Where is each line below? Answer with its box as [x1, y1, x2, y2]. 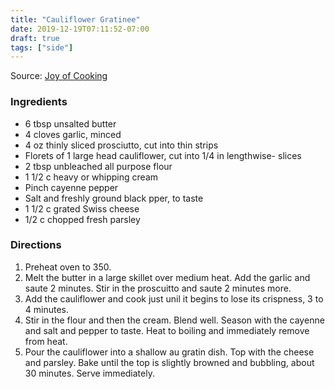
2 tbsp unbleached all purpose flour [24, 160, 173, 172]
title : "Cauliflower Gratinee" [10, 14, 141, 25]
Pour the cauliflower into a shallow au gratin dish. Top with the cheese [24, 346, 315, 358]
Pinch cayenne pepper [24, 181, 119, 193]
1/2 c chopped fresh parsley [24, 213, 141, 225]
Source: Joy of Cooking [10, 70, 108, 82]
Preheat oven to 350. [24, 261, 112, 273]
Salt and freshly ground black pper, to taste [24, 192, 204, 204]
